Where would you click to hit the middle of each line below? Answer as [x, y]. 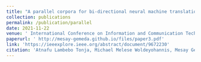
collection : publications [38, 17]
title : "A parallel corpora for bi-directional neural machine [87, 12]
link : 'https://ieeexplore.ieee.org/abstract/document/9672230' [88, 45]
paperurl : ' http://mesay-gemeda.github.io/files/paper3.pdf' [85, 39]
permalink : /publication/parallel [49, 22]
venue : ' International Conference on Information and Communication [95, 34]
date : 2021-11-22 [28, 28]
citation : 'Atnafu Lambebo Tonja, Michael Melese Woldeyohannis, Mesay [97, 50]
